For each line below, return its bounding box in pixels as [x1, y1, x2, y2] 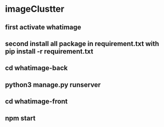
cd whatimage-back [5, 64, 68, 72]
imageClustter [5, 3, 65, 15]
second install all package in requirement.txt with [5, 39, 159, 48]
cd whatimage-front [5, 97, 68, 106]
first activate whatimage [5, 23, 82, 31]
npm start [5, 114, 36, 122]
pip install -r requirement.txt [5, 47, 94, 55]
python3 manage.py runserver [5, 80, 101, 89]
